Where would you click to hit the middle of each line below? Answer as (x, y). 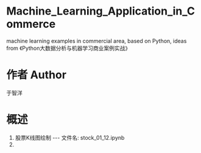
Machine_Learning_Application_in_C (100, 11)
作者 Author (37, 75)
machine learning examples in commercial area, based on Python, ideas (97, 41)
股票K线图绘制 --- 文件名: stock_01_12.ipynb (70, 137)
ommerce (31, 24)
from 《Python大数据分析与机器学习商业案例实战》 (69, 48)
